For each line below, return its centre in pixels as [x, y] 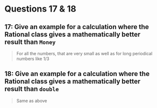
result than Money [30, 42]
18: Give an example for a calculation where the [77, 74]
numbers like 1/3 [33, 59]
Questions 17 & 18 [41, 9]
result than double [32, 89]
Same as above [32, 101]
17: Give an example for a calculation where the [77, 27]
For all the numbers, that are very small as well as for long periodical [84, 54]
